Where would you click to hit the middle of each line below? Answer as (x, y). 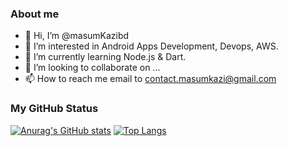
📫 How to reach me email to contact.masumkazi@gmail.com (150, 79)
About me (35, 14)
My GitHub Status (54, 109)
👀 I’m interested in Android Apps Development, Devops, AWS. (151, 46)
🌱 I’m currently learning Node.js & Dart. (105, 57)
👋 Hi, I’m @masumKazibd (77, 36)
